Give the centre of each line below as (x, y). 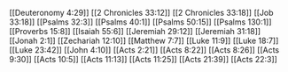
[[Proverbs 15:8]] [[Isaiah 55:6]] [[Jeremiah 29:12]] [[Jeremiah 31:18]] (135, 31)
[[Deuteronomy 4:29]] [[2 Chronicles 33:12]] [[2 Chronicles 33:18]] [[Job (141, 13)
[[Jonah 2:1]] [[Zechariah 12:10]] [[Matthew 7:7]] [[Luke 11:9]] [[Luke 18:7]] (144, 40)
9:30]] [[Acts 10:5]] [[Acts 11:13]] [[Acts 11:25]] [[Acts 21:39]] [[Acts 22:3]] (143, 59)
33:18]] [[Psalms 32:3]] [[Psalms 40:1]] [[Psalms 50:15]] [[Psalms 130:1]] (140, 22)
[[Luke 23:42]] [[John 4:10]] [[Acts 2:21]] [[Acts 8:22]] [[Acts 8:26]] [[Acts (144, 50)
